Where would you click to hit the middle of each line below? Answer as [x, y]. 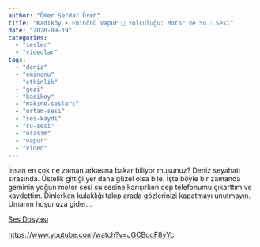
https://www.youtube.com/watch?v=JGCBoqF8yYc [91, 235]
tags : [17, 60]
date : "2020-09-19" [40, 30]
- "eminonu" [35, 74]
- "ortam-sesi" [40, 112]
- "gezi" [30, 89]
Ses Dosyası [28, 219]
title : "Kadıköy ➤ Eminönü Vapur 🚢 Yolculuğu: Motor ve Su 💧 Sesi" [121, 23]
